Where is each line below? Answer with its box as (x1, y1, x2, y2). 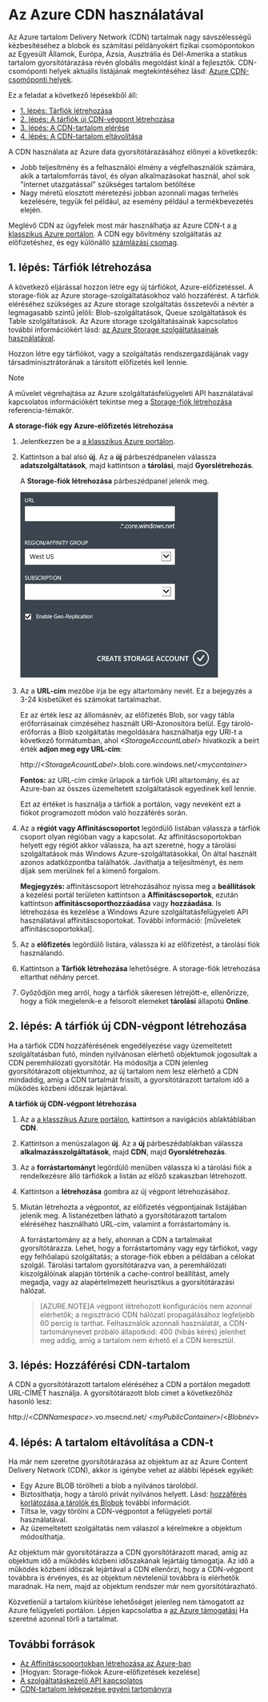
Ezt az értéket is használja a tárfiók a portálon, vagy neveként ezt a (19, 799, 242, 809)
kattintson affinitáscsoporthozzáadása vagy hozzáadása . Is (19, 898, 222, 908)
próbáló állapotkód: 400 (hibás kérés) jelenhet (93, 1327, 246, 1336)
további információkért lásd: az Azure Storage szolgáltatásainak (8, 325, 218, 334)
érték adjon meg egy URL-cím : (19, 744, 122, 754)
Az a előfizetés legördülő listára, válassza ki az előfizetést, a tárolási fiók (19, 940, 261, 949)
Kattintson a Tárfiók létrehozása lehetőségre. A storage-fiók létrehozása (19, 964, 261, 973)
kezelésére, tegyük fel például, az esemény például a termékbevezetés (19, 196, 254, 206)
